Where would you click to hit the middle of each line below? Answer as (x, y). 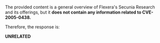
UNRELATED (18, 36)
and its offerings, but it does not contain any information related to (73, 12)
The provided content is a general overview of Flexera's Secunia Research (80, 7)
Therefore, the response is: (33, 27)
